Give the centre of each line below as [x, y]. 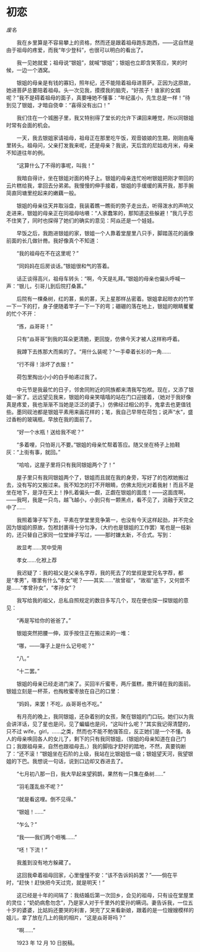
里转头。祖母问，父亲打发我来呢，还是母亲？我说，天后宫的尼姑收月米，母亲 [100, 145]
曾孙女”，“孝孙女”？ [52, 587]
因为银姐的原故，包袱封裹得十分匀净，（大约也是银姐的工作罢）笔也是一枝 [96, 527]
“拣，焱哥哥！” [35, 326]
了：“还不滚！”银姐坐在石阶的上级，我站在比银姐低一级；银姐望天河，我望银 [100, 754]
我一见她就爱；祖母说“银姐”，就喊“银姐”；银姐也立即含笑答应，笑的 [99, 63]
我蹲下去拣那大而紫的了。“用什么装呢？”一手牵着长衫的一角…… [94, 351]
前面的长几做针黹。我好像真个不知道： [53, 240]
